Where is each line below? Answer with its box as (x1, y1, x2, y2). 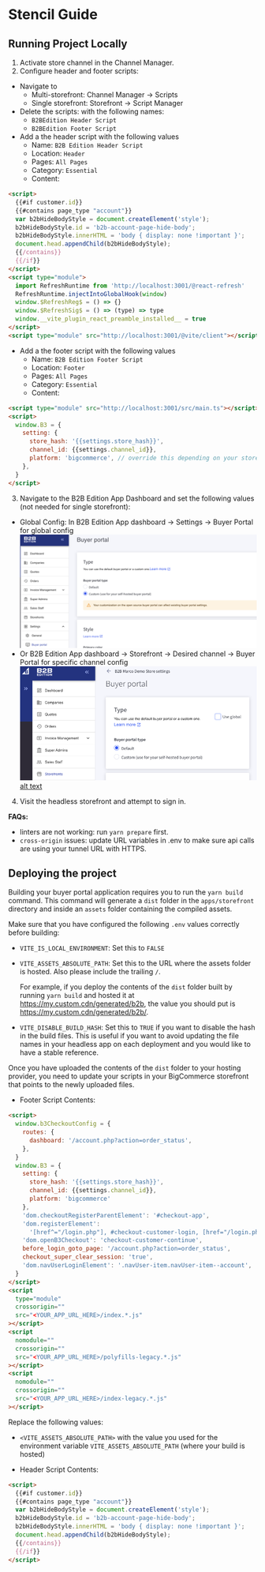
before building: (8, 928, 60, 937)
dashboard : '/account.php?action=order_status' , (28, 1136, 192, 1144)
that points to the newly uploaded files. (8, 1080, 135, 1090)
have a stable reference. (19, 1048, 99, 1057)
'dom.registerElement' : (22, 1220, 101, 1228)
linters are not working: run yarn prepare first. (19, 827, 169, 836)
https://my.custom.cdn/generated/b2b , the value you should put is (19, 999, 236, 1008)
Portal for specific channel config (19, 658, 129, 667)
